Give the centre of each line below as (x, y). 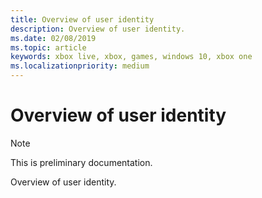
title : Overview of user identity (82, 19)
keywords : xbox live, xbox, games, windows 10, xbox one (131, 57)
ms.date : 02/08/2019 (53, 38)
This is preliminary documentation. (81, 162)
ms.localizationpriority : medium (80, 66)
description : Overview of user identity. (98, 29)
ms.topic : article (48, 47)
